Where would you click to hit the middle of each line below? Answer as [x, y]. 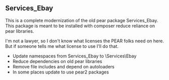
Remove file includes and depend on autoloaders [63, 66]
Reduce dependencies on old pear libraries [57, 61]
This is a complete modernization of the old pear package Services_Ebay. [82, 20]
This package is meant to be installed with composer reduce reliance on [80, 26]
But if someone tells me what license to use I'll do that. [62, 46]
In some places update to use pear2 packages [61, 72]
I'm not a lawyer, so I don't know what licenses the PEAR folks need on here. [84, 41]
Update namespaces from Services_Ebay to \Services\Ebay [74, 56]
